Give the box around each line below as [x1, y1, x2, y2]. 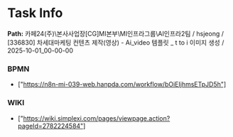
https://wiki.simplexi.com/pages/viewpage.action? [23, 114, 170, 122]
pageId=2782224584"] [17, 121, 86, 130]
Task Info [7, 5, 63, 21]
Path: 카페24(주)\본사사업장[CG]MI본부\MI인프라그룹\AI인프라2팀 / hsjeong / [7, 29, 224, 38]
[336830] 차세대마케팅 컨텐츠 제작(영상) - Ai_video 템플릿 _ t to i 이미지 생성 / [7, 38, 224, 47]
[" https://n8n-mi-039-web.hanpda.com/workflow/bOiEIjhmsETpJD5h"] [17, 80, 227, 89]
